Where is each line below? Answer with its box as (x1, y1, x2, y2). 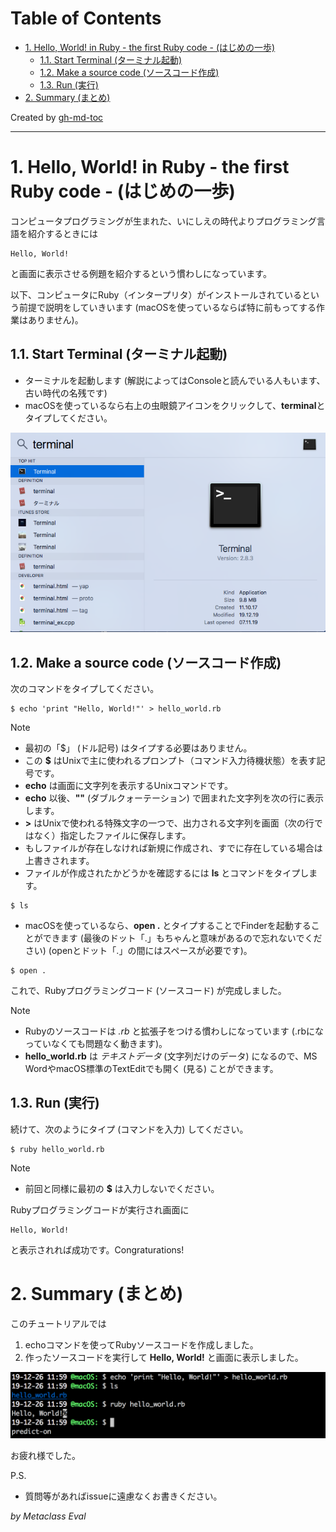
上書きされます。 (24, 855, 95, 867)
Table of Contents (10, 7, 162, 30)
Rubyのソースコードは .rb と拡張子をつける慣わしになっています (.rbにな (24, 1025, 324, 1037)
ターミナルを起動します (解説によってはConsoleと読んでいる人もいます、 (24, 374, 326, 386)
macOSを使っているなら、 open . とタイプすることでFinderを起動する (24, 920, 312, 932)
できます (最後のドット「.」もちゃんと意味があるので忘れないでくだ (42, 932, 323, 944)
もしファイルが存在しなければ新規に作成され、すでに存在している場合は (24, 842, 323, 854)
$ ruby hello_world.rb (10, 1144, 105, 1154)
